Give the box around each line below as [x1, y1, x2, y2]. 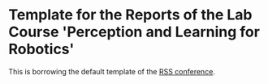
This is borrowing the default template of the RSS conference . [8, 66, 215, 76]
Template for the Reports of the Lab [8, 6, 253, 24]
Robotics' [8, 40, 75, 58]
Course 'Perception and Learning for [8, 23, 260, 41]
